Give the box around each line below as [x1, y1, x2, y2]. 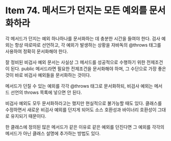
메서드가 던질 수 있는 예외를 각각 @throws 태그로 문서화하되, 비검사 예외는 [5, 83, 153, 89]
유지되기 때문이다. [10, 113, 46, 119]
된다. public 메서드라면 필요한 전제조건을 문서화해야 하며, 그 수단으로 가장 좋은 [10, 65, 166, 72]
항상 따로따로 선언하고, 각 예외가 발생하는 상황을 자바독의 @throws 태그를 [14, 42, 162, 48]
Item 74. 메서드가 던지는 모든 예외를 [5, 5, 147, 16]
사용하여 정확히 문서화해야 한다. [5, 48, 68, 54]
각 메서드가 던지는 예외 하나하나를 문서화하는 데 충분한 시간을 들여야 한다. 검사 [5, 35, 161, 42]
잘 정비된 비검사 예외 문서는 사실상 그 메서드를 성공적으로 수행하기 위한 [5, 59, 145, 65]
